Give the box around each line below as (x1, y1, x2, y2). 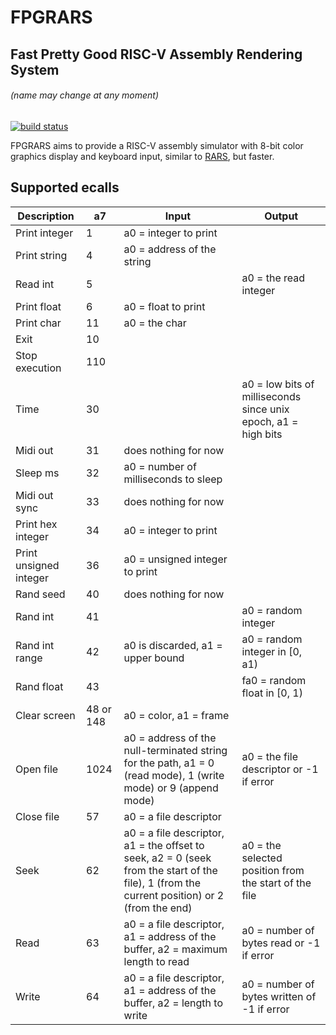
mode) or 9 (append (123, 781, 219, 795)
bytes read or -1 (241, 936, 321, 950)
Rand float (15, 679, 64, 693)
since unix (241, 402, 290, 416)
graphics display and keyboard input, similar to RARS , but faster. (10, 150, 275, 162)
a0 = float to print (123, 299, 206, 313)
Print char (15, 316, 62, 330)
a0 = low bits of (241, 377, 315, 391)
